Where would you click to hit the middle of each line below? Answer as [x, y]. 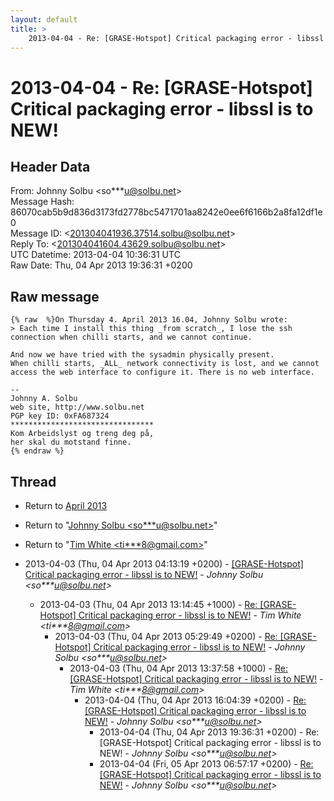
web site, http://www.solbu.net [77, 407]
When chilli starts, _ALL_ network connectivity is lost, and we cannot [165, 364]
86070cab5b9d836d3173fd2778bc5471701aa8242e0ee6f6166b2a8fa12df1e [166, 212]
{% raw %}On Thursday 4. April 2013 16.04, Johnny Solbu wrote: [149, 320]
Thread [33, 481]
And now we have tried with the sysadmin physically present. [142, 355]
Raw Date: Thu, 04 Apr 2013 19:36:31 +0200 [101, 265]
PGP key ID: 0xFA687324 [60, 416]
